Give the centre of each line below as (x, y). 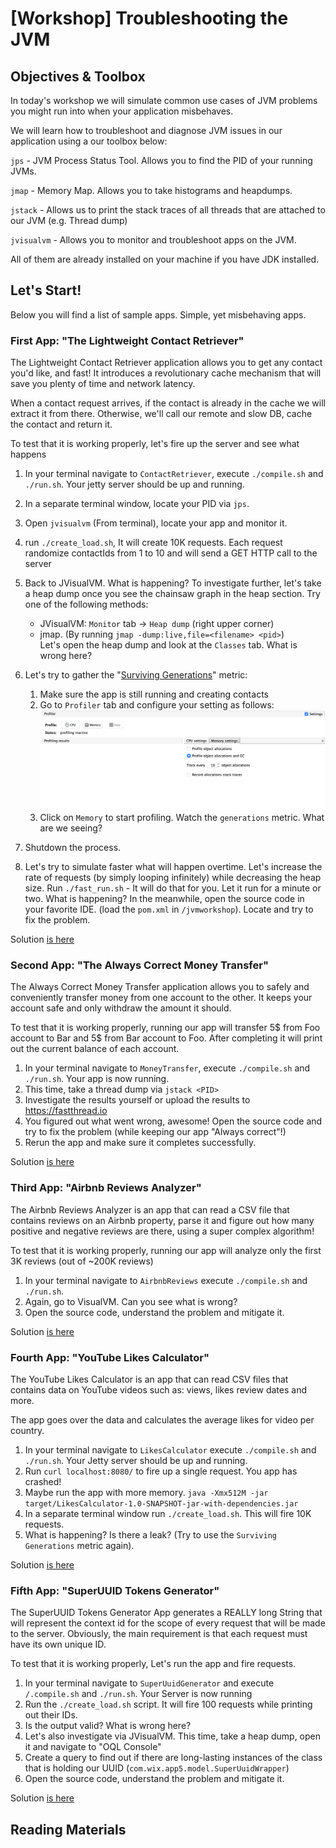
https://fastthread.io (66, 1111)
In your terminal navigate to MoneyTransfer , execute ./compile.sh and (167, 1068)
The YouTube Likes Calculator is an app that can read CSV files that (149, 1379)
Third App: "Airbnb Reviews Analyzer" (106, 1188)
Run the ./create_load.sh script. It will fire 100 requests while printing (168, 1704)
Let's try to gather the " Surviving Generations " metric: (136, 675)
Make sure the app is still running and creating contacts (154, 694)
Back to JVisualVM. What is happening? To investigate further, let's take (173, 583)
